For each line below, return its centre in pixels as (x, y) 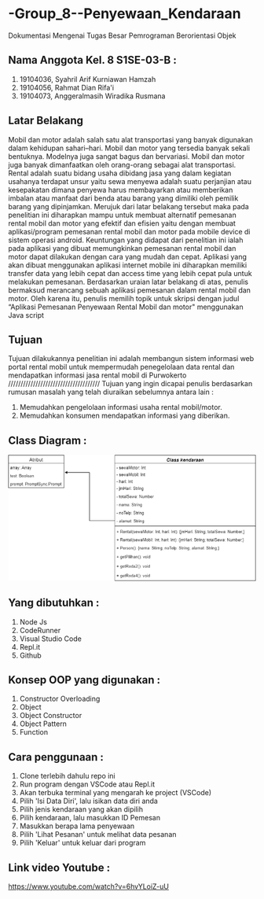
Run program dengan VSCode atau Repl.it (87, 784)
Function (34, 732)
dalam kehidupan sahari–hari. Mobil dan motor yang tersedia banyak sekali (129, 148)
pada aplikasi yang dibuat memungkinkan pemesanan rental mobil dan (122, 248)
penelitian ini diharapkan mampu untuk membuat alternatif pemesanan (123, 215)
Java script (26, 315)
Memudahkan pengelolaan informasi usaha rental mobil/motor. (121, 407)
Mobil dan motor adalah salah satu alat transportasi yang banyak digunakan (131, 139)
